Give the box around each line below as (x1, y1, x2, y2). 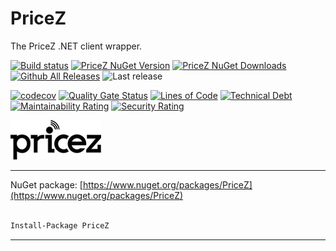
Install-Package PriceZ (10, 220, 110, 231)
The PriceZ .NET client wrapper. (10, 40, 143, 52)
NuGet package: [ (10, 178, 83, 191)
